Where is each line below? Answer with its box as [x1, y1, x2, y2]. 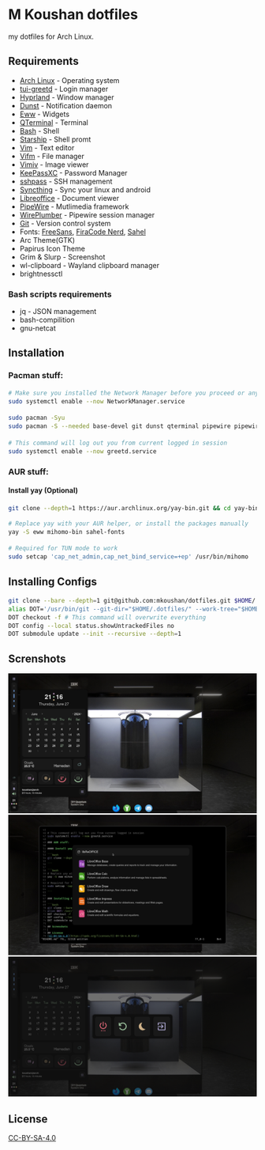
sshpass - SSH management [19, 176, 113, 186]
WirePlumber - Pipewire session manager [19, 210, 155, 219]
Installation [8, 346, 65, 360]
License [8, 1112, 48, 1125]
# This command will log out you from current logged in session [8, 439, 227, 447]
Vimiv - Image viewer [19, 160, 89, 169]
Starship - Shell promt [19, 134, 91, 144]
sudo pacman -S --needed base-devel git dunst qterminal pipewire [8, 422, 231, 430]
